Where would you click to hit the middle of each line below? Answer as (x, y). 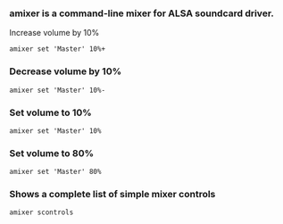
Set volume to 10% (50, 112)
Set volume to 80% (52, 153)
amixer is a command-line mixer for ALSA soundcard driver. (141, 13)
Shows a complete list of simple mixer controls (112, 195)
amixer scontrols (42, 212)
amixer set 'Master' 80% (55, 172)
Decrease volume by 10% (66, 71)
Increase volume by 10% (54, 33)
